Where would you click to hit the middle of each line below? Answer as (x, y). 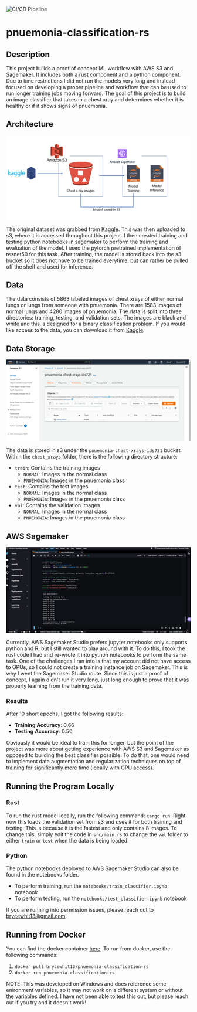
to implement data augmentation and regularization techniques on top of (94, 762)
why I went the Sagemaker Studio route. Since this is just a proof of (87, 673)
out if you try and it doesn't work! (46, 1002)
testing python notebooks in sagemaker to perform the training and (87, 242)
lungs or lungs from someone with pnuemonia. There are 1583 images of (94, 305)
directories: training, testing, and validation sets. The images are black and (96, 318)
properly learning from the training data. (55, 685)
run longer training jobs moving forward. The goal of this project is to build (96, 93)
